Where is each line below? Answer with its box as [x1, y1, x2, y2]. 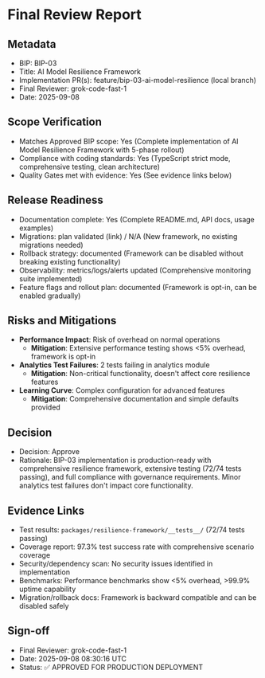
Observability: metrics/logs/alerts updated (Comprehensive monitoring [18, 265, 251, 275]
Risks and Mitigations [7, 314, 117, 327]
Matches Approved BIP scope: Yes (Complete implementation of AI [18, 136, 240, 146]
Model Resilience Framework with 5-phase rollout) [18, 145, 185, 155]
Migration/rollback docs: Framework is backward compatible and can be [18, 593, 257, 602]
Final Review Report [7, 6, 142, 24]
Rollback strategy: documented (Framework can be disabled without [18, 249, 244, 258]
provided [30, 402, 60, 412]
